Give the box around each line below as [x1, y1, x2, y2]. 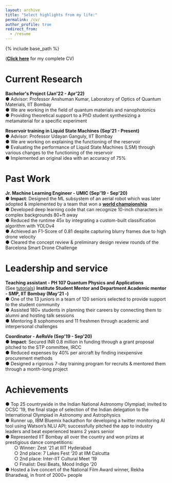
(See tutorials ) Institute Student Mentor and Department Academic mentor [5, 285, 167, 291]
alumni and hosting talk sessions [5, 312, 74, 319]
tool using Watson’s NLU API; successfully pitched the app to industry [5, 422, 153, 429]
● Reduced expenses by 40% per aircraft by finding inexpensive [5, 349, 143, 356]
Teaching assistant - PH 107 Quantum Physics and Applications [5, 280, 144, 286]
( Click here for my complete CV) [5, 55, 74, 62]
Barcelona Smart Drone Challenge [5, 245, 78, 251]
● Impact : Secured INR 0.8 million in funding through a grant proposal [5, 339, 154, 345]
